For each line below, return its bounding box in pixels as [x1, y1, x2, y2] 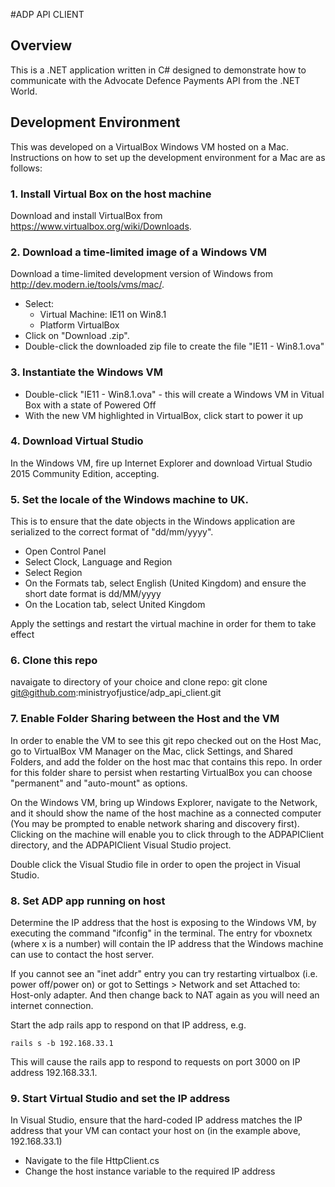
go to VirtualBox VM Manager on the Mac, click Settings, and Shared [10, 745, 293, 757]
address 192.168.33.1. [10, 1067, 98, 1078]
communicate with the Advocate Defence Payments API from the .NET [10, 74, 301, 86]
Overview [10, 37, 73, 54]
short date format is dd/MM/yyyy [24, 588, 162, 600]
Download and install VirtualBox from [10, 209, 163, 221]
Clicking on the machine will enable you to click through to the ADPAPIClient [10, 828, 325, 840]
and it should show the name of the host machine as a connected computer [10, 807, 322, 819]
